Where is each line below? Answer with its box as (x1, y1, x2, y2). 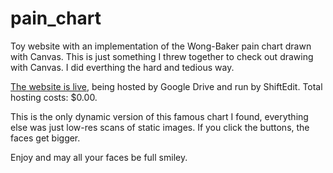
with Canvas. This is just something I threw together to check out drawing (10, 50, 314, 62)
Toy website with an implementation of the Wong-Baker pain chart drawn (10, 40, 312, 52)
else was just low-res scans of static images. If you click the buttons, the (10, 121, 310, 133)
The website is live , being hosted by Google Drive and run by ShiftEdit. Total (10, 80, 323, 92)
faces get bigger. (10, 132, 81, 144)
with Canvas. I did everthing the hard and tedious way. (10, 61, 235, 73)
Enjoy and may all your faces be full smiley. (10, 151, 188, 163)
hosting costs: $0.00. (10, 91, 98, 103)
